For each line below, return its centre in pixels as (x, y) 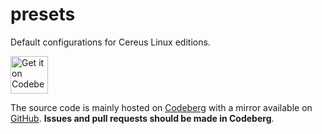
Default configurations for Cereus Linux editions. (110, 42)
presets (43, 14)
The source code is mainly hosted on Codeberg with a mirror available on (161, 107)
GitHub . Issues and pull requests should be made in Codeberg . (142, 118)
